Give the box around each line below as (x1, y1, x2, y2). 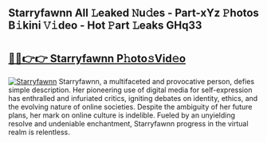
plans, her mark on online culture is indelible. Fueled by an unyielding (8, 110, 236, 120)
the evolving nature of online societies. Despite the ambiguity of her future (8, 102, 253, 111)
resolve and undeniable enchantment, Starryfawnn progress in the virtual (8, 119, 249, 128)
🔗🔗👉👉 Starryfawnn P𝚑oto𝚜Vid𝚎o (8, 52, 186, 65)
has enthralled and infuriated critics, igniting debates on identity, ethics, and (8, 94, 258, 102)
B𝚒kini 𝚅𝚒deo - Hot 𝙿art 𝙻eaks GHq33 (8, 19, 202, 33)
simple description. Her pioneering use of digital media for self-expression (8, 85, 253, 95)
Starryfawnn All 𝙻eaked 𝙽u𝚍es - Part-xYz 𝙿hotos (8, 6, 259, 20)
